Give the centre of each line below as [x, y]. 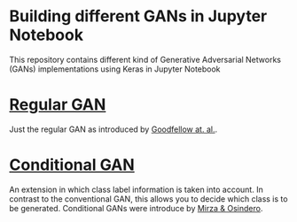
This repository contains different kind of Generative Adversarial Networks [145, 59]
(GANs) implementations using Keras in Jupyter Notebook [115, 69]
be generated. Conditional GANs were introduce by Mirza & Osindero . [136, 208]
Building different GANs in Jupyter [138, 16]
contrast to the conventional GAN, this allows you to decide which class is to [148, 199]
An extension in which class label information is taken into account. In [136, 189]
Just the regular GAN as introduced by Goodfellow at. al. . [113, 129]
